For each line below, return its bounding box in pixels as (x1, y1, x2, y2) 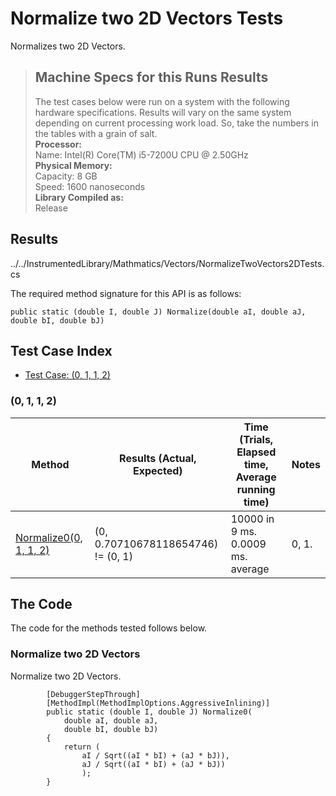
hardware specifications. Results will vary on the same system (34, 106, 292, 118)
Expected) (132, 463, 183, 477)
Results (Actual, (119, 451, 197, 465)
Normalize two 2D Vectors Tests (10, 7, 284, 30)
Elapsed (236, 445, 277, 459)
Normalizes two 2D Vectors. (10, 40, 126, 52)
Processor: (34, 138, 83, 150)
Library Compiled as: (34, 191, 124, 203)
